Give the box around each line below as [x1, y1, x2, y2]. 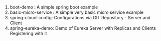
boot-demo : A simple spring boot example [9, 4, 98, 10]
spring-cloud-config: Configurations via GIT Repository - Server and [9, 15, 151, 20]
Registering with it [9, 31, 47, 36]
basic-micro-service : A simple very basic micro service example [9, 9, 144, 15]
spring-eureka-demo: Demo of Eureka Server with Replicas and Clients [9, 25, 156, 31]
